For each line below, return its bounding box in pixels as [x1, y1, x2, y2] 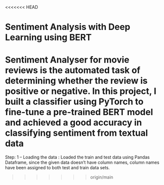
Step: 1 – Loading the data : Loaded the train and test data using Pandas [5, 154, 150, 160]
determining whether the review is [5, 75, 148, 87]
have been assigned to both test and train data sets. [5, 165, 110, 171]
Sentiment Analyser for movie [5, 54, 130, 65]
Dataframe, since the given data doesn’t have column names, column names [5, 159, 160, 165]
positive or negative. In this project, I [5, 86, 157, 97]
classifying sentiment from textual [5, 127, 148, 139]
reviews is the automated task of [5, 65, 141, 76]
